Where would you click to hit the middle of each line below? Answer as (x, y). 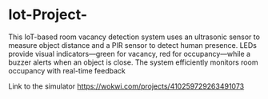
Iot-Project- (48, 15)
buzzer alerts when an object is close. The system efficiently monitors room (133, 62)
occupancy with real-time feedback (67, 70)
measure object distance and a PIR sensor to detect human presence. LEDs (133, 45)
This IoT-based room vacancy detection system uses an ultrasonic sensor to (134, 37)
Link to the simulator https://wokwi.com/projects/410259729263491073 (126, 86)
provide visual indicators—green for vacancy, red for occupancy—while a (129, 53)
